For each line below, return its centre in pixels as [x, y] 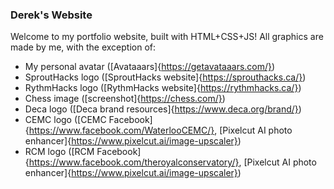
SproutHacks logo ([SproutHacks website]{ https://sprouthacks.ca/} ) [165, 77]
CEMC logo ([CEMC [65, 120]
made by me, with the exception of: [83, 47]
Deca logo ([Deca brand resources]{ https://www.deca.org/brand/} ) [163, 109]
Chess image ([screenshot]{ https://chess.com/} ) [125, 99]
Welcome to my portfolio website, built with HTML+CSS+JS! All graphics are [167, 37]
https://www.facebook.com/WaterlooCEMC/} [121, 130]
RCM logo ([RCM [59, 152]
